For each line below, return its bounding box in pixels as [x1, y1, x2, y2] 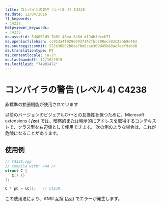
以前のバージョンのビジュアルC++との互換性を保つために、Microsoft [5, 112, 145, 118]
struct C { [5, 168, 27, 173]
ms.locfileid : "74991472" [5, 62, 58, 67]
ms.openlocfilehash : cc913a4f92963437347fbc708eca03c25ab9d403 [5, 39, 137, 44]
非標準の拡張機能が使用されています [5, 101, 79, 108]
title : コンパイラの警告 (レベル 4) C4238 [5, 7, 85, 12]
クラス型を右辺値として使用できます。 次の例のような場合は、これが [18, 124, 156, 130]
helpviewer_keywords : [5, 25, 50, 30]
